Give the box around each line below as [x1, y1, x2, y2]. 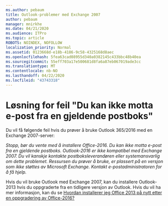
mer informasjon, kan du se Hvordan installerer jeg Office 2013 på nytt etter [6, 189, 162, 195]
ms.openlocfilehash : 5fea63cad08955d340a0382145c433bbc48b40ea [6, 54, 141, 60]
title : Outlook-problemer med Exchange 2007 [6, 12, 101, 17]
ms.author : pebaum [6, 7, 44, 13]
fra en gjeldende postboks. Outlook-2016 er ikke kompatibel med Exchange [6, 147, 162, 153]
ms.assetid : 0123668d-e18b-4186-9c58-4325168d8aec [6, 49, 114, 55]
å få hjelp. [6, 169, 27, 175]
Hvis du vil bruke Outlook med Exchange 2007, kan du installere [6, 179, 138, 185]
